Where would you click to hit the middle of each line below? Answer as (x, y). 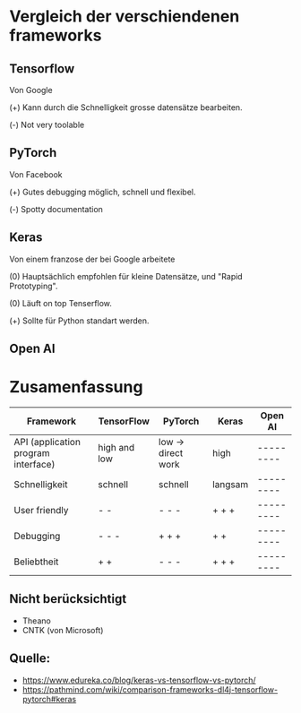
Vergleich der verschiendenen (125, 17)
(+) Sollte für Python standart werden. (79, 321)
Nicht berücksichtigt (68, 599)
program (32, 452)
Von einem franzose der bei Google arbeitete (92, 259)
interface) (34, 464)
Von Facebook (36, 174)
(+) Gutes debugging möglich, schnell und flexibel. (103, 192)
